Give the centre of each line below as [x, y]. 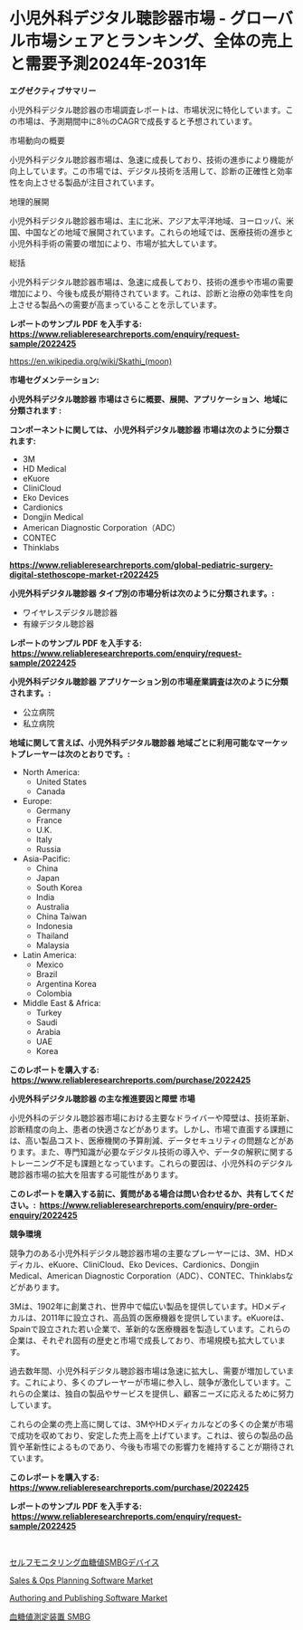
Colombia [54, 993]
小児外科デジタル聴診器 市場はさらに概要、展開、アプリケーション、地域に [148, 398]
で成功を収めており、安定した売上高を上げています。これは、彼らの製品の [147, 1435]
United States [62, 781]
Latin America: [49, 954]
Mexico [50, 964]
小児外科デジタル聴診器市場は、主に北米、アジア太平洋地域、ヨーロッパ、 [148, 221]
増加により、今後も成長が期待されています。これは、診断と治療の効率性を [147, 293]
